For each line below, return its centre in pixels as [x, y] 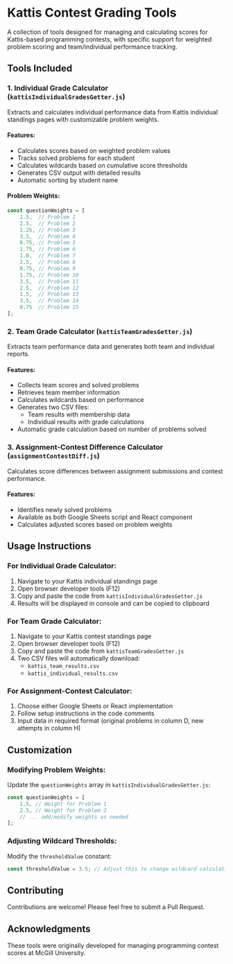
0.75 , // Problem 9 [48, 268]
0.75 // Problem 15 [49, 307]
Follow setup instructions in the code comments [86, 713]
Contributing [35, 890]
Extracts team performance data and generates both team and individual [111, 347]
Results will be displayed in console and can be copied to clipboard [113, 603]
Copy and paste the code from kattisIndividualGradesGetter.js [110, 596]
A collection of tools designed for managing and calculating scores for [107, 32]
